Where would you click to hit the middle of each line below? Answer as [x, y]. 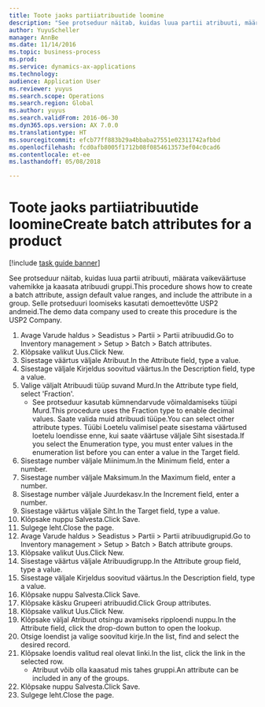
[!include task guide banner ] [55, 263]
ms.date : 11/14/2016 [43, 45]
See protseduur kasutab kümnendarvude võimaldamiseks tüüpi [134, 402]
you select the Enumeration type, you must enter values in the [132, 444]
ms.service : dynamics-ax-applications [72, 67]
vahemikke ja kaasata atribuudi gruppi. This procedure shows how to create [131, 287]
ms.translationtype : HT [48, 132]
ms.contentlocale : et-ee [50, 154]
